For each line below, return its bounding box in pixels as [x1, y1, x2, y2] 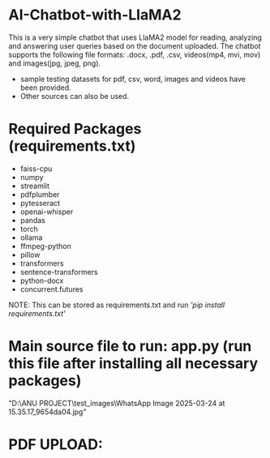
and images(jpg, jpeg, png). [8, 58, 101, 68]
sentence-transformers [19, 267, 99, 276]
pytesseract [19, 198, 61, 208]
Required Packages [8, 120, 142, 139]
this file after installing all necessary [8, 354, 259, 373]
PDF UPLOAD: [8, 435, 103, 453]
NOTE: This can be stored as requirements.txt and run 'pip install [8, 300, 225, 310]
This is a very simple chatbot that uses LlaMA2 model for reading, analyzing [8, 32, 262, 42]
